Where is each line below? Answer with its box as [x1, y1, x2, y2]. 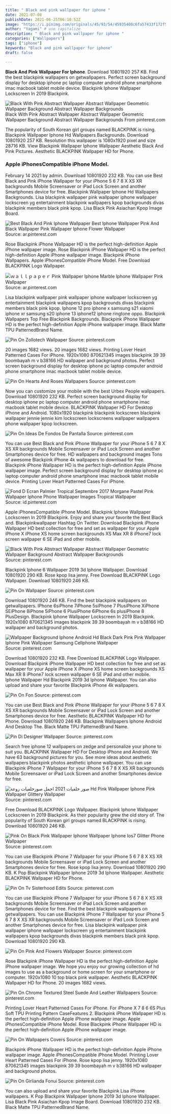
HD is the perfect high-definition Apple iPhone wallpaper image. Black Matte [5, 321, 165, 327]
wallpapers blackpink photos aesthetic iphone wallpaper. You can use [5, 759, 152, 765]
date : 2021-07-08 [5, 12, 42, 17]
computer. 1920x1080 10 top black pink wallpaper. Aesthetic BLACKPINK [5, 974, 158, 980]
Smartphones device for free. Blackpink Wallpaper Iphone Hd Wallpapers [5, 188, 159, 194]
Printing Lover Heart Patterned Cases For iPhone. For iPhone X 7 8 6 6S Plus [5, 1005, 166, 1011]
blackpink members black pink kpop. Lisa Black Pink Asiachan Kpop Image [5, 205, 162, 211]
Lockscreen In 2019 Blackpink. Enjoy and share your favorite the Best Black [5, 514, 163, 521]
